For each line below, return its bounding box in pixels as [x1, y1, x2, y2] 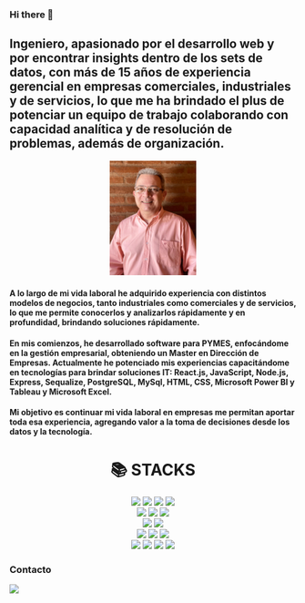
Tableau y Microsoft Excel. [9, 386, 112, 397]
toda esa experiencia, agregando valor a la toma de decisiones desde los [9, 416, 290, 427]
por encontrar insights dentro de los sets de [9, 50, 263, 66]
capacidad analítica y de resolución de [9, 122, 233, 138]
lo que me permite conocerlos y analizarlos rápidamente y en [9, 307, 246, 318]
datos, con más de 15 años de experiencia [9, 65, 251, 80]
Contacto [9, 563, 52, 576]
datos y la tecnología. [9, 426, 93, 437]
